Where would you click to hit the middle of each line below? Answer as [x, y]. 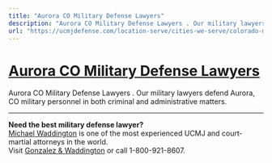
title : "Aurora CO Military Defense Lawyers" [86, 16]
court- [232, 133]
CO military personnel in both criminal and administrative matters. [118, 102]
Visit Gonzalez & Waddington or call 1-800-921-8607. [97, 151]
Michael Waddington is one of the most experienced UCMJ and [114, 133]
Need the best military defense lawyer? [76, 125]
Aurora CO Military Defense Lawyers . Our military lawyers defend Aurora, [132, 93]
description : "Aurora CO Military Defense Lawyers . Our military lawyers [137, 23]
